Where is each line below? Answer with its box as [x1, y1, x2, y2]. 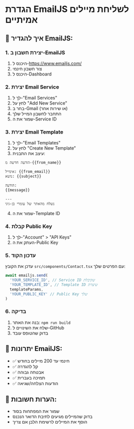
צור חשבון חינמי [12, 65, 42, 71]
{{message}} [5, 187, 30, 192]
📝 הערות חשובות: [5, 395, 57, 403]
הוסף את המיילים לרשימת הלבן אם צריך [12, 419, 87, 425]
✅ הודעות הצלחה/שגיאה [12, 380, 58, 386]
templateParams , [9, 286, 43, 292]
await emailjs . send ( [5, 273, 48, 278]
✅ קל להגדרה [12, 363, 38, 369]
